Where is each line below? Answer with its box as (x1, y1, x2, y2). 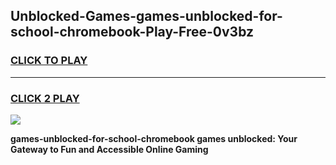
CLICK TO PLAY (10, 54, 88, 68)
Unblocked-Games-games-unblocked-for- (10, 8, 283, 25)
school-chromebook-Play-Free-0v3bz (10, 24, 254, 41)
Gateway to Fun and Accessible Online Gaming (10, 143, 209, 155)
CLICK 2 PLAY (10, 91, 80, 105)
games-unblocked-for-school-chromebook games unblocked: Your (10, 132, 298, 144)
